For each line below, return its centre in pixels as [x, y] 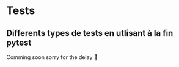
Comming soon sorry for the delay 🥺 [52, 57]
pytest [19, 42]
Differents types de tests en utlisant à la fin [90, 33]
